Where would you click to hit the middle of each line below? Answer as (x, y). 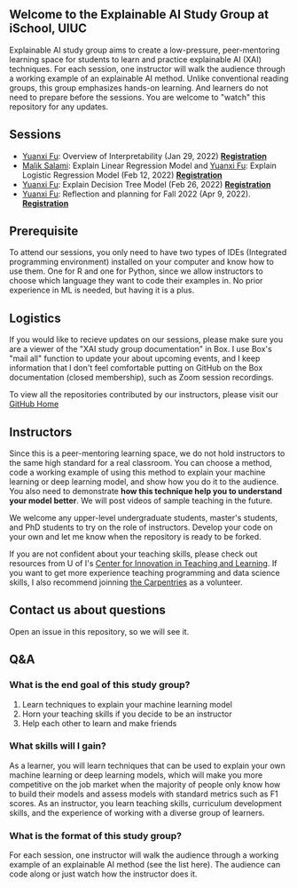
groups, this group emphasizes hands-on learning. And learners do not (139, 87)
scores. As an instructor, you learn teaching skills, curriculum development (145, 803)
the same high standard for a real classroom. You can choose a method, (141, 463)
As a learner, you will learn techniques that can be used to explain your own (148, 765)
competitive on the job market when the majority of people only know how (145, 784)
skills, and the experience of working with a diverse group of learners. (137, 812)
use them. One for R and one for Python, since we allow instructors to (136, 271)
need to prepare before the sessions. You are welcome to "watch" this (137, 97)
